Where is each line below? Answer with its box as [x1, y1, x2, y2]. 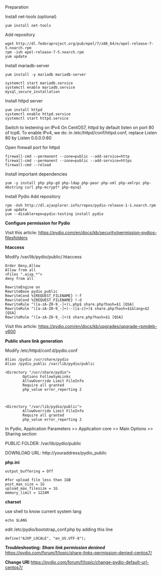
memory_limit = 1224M [5, 490, 49, 495]
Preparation [5, 4, 29, 10]
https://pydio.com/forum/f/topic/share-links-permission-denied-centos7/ [5, 550, 152, 555]
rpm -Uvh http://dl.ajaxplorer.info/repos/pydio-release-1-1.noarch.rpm [5, 203, 156, 208]
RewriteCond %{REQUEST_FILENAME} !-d [5, 298, 82, 302]
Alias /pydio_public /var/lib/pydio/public [5, 361, 95, 366]
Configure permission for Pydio [5, 220, 70, 226]
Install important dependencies [5, 171, 67, 177]
